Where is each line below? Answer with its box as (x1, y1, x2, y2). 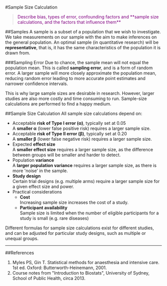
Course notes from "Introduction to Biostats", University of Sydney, (12, 270, 150, 276)
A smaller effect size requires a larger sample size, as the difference (12, 147, 153, 152)
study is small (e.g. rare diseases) (19, 215, 89, 221)
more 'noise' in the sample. (12, 168, 68, 174)
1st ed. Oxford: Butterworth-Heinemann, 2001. (12, 265, 107, 271)
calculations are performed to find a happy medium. (5, 101, 112, 106)
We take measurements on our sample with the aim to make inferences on (5, 34, 157, 40)
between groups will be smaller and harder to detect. (12, 152, 121, 158)
